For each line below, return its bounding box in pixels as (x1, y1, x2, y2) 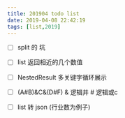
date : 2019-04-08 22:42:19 (7, 17, 86, 24)
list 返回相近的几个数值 (17, 58, 83, 66)
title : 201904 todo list (7, 10, 80, 17)
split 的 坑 (17, 43, 45, 52)
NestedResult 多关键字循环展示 (17, 73, 107, 81)
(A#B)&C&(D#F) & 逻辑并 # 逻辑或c (17, 88, 119, 96)
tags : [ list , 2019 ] (7, 23, 61, 30)
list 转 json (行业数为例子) (17, 103, 91, 111)
